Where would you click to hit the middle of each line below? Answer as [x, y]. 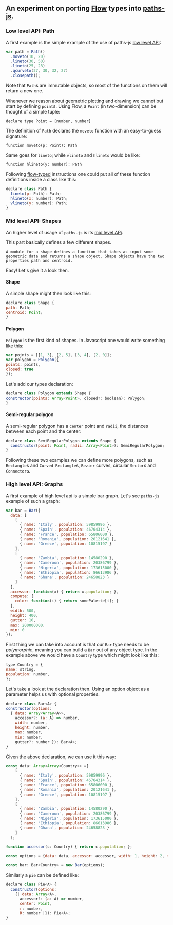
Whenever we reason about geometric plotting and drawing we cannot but [85, 101]
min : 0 [17, 630]
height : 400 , [24, 615]
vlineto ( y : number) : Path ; [39, 203]
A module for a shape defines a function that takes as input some [80, 252]
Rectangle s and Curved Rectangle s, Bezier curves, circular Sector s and [81, 466]
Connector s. [18, 471]
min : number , [29, 737]
